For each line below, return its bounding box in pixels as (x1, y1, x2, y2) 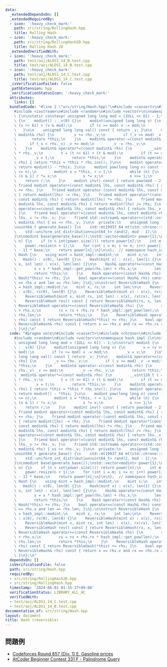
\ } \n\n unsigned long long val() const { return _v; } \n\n (14, 127, 153, 132)
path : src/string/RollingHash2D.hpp (14, 40, 90, 45)
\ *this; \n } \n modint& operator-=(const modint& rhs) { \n (14, 364, 153, 369)
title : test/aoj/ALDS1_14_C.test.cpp (14, 77, 92, 82)
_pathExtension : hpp (9, 86, 52, 91)
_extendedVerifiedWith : (9, 49, 59, 54)
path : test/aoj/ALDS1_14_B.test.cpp (14, 58, 90, 63)
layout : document (5, 613, 41, 618)
